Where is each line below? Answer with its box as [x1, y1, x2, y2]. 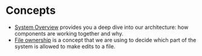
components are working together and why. [14, 30, 124, 37]
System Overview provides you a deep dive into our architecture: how [14, 23, 189, 31]
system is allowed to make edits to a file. [14, 43, 116, 50]
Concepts [5, 4, 56, 17]
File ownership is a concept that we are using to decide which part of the [14, 36, 197, 43]
